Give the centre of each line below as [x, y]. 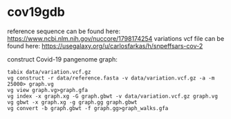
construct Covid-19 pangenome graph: [62, 59]
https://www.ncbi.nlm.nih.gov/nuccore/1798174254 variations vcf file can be [116, 38]
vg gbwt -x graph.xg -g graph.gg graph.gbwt [72, 102]
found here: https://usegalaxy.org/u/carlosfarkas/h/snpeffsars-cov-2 [105, 46]
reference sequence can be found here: [64, 31]
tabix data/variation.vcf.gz [49, 72]
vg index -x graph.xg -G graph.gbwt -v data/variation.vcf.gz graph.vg [112, 96]
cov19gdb [36, 12]
